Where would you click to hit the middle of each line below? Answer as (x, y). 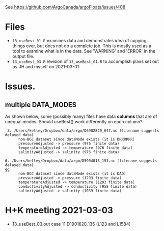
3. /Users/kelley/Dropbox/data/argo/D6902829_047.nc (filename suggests (83, 130)
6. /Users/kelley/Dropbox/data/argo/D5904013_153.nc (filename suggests (81, 161)
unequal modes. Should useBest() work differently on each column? (74, 121)
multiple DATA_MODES (41, 104)
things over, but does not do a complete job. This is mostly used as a (82, 46)
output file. (23, 56)
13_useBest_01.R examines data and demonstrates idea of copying (79, 40)
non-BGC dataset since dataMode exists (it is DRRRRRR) (76, 139)
